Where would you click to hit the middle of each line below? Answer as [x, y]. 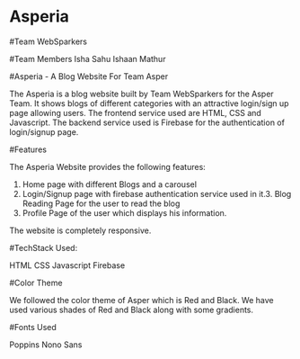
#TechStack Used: [44, 247]
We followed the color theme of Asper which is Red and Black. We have [141, 300]
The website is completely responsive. [80, 230]
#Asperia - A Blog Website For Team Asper [89, 76]
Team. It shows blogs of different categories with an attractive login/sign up [149, 103]
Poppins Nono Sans [46, 345]
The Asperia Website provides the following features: [108, 166]
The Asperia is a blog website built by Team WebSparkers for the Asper [141, 94]
